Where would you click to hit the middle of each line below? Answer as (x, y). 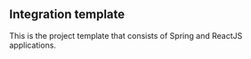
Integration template (67, 15)
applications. (32, 45)
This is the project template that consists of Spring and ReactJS (126, 35)
